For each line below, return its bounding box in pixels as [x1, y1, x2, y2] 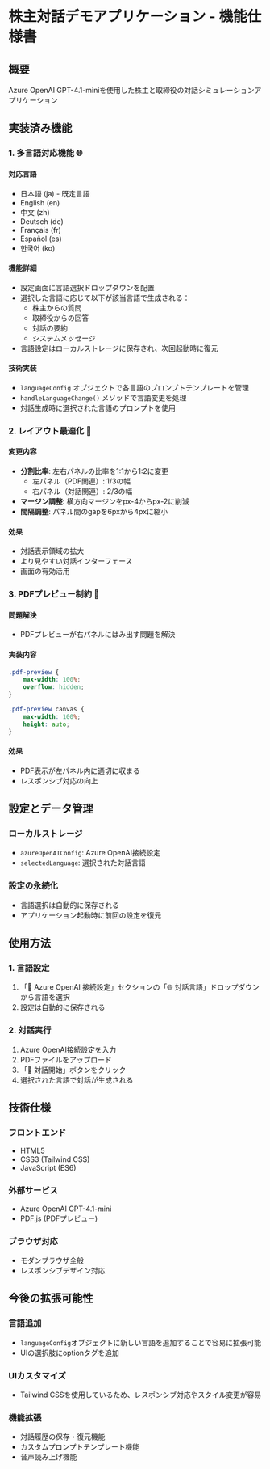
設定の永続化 [8, 880, 59, 892]
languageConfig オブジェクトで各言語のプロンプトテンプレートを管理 [19, 382, 250, 392]
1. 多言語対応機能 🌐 [8, 147, 83, 158]
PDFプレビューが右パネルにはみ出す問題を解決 [19, 630, 176, 640]
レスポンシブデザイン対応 [19, 1266, 106, 1276]
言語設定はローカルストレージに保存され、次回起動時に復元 [19, 343, 218, 352]
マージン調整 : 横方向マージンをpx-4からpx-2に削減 [19, 496, 189, 506]
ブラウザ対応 [8, 1235, 59, 1247]
